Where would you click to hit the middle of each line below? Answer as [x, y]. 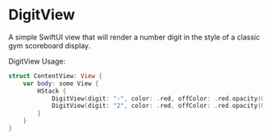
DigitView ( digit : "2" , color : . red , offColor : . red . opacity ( [156, 106]
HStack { [52, 91]
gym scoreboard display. [50, 45]
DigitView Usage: [37, 61]
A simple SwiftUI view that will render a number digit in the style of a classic [134, 37]
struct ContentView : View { [56, 76]
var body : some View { [61, 83]
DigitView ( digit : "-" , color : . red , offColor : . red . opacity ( [156, 98]
